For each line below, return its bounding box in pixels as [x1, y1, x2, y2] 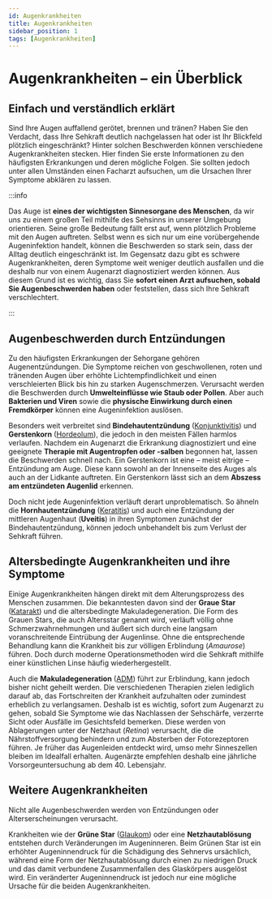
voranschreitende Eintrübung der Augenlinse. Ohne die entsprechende [8, 632, 245, 642]
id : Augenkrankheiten [8, 11, 82, 20]
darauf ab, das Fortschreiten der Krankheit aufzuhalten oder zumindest [8, 690, 246, 700]
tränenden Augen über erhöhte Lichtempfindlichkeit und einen [8, 371, 217, 381]
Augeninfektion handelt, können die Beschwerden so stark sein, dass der [8, 241, 253, 251]
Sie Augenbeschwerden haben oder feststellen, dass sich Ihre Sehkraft [8, 284, 250, 294]
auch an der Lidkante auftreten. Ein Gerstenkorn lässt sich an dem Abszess [8, 472, 261, 483]
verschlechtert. [8, 293, 59, 303]
